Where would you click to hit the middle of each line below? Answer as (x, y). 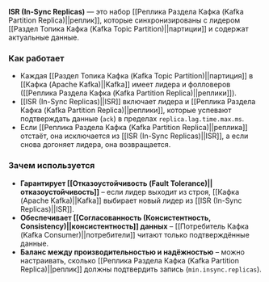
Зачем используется (52, 166)
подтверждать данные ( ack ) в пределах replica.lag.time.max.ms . (132, 119)
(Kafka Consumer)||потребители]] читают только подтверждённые (135, 234)
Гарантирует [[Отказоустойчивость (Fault (95, 183)
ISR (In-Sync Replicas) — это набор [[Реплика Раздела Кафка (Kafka (126, 12)
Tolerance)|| (191, 183)
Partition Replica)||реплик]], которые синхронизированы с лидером (124, 20)
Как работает (36, 58)
